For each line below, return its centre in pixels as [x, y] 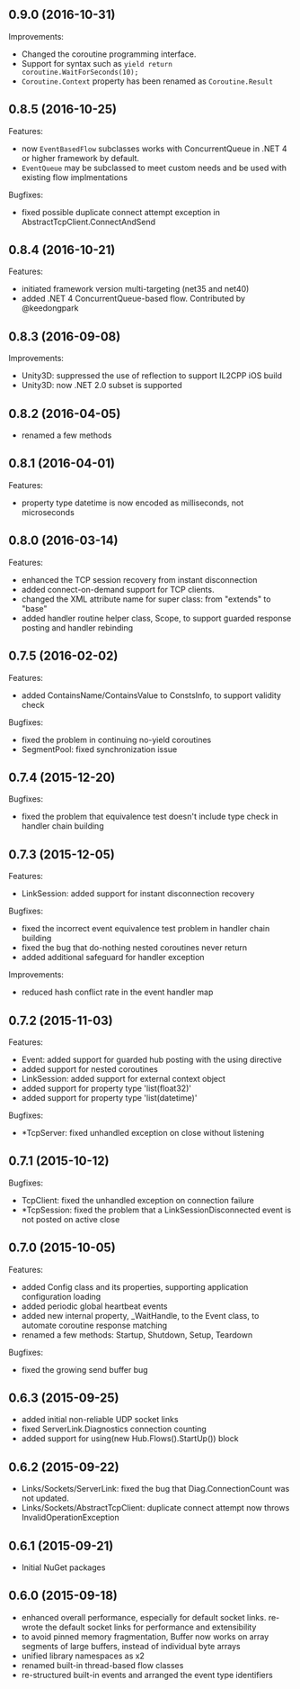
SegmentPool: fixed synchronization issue [99, 749]
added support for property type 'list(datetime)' [109, 1097]
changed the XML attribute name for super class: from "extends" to [146, 599]
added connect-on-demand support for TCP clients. [118, 589]
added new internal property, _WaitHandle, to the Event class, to [140, 1315]
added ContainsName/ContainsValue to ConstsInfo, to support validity [151, 695]
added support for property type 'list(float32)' [106, 1088]
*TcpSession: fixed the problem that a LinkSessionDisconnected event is [156, 1210]
